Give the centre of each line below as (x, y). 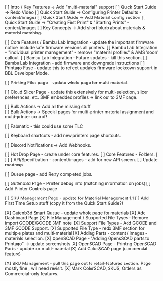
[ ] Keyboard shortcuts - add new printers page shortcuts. (63, 136)
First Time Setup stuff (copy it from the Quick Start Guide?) (64, 203)
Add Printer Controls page (31, 189)
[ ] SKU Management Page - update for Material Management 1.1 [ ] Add (77, 198)
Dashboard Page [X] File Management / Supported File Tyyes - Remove (77, 218)
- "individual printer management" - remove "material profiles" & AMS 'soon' (82, 52)
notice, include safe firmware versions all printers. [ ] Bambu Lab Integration (81, 47)
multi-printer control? (26, 117)
